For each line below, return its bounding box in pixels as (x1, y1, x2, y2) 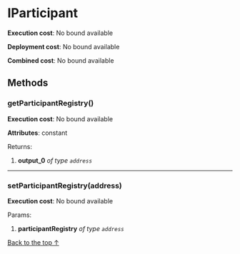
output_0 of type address (17, 156, 93, 165)
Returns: (7, 142, 33, 151)
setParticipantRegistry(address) (7, 181, 123, 190)
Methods (7, 77, 49, 89)
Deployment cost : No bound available (7, 42, 120, 51)
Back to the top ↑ (7, 238, 59, 247)
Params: (7, 210, 32, 219)
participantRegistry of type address (17, 224, 125, 233)
